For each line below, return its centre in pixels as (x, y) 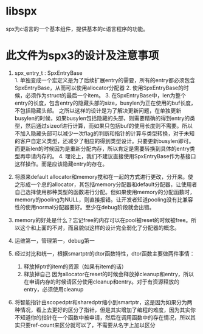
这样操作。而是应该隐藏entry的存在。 (61, 164)
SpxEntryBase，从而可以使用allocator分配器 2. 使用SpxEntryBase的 (99, 88)
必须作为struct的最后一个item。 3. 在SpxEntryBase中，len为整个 (106, 95)
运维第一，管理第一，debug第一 (54, 240)
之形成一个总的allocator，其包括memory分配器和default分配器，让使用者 (106, 184)
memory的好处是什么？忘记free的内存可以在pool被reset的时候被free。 (103, 220)
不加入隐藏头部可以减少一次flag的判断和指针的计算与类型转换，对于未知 (105, 133)
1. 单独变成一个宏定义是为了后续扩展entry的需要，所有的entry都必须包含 (105, 80)
